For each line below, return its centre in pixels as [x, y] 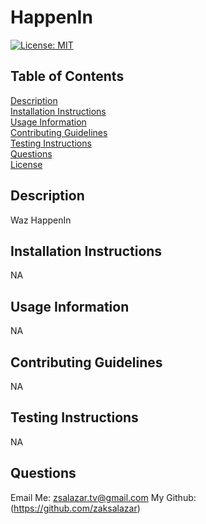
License [26, 164]
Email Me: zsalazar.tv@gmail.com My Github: [103, 497]
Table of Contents [67, 76]
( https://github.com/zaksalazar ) [75, 508]
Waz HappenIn [41, 220]
